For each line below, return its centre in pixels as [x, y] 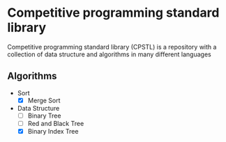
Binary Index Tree [53, 131]
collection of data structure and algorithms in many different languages [109, 54]
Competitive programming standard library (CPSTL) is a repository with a [112, 47]
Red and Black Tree [56, 123]
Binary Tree [44, 116]
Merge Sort [44, 100]
